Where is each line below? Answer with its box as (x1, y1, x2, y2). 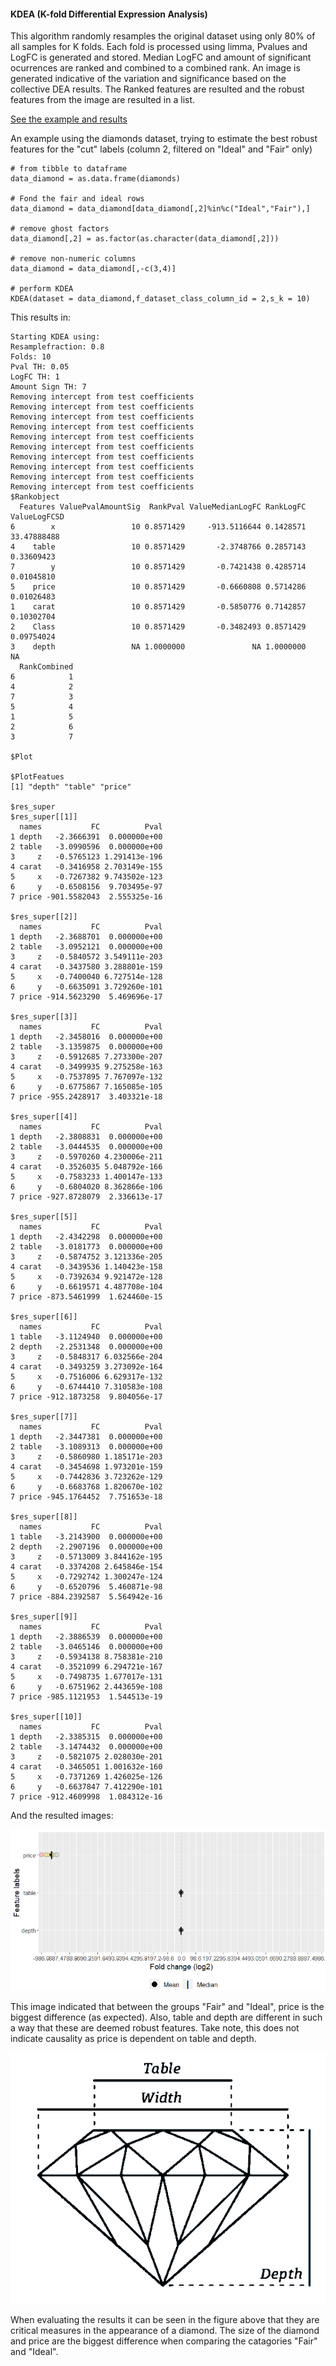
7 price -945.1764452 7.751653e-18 (10, 1492, 163, 1502)
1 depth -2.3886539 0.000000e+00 (10, 1632, 163, 1642)
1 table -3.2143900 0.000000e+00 (10, 1532, 163, 1542)
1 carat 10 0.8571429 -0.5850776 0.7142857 (10, 602, 307, 612)
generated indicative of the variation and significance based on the (10, 73, 287, 85)
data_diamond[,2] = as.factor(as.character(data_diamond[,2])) (10, 234, 280, 244)
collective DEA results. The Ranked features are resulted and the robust (10, 83, 305, 95)
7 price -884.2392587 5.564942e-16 (10, 1592, 163, 1602)
